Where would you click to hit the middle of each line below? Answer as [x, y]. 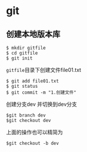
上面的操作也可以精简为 [34, 132]
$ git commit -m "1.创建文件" [41, 92]
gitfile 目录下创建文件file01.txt [43, 70]
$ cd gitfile [22, 53]
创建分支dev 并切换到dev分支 [42, 104]
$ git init [19, 58]
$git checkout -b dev [33, 143]
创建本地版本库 [33, 34]
